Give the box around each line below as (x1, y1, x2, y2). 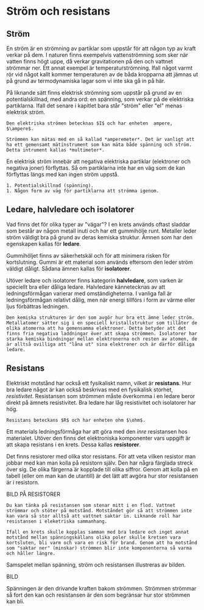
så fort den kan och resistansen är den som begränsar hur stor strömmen (6, 591, 191, 598)
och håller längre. (6, 550, 56, 556)
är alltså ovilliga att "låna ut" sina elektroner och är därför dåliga (6, 341, 195, 347)
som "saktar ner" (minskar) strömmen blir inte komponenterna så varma (6, 545, 192, 551)
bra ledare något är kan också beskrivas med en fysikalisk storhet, (6, 386, 174, 393)
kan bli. (6, 597, 25, 605)
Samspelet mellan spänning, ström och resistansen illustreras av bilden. (6, 561, 186, 568)
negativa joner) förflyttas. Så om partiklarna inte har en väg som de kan (6, 164, 186, 172)
